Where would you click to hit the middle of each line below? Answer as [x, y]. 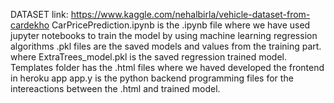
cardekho [30, 25]
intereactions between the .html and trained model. [115, 88]
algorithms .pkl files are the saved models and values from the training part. [166, 46]
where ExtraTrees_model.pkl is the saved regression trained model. [148, 57]
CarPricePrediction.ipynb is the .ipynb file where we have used [181, 25]
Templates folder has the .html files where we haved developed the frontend [167, 67]
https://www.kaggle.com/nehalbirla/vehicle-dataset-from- [190, 14]
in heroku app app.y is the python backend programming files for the [152, 78]
